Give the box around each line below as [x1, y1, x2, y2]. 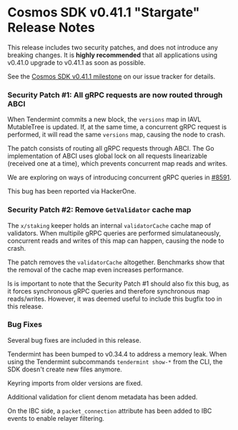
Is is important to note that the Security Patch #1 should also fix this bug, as [7, 279, 229, 288]
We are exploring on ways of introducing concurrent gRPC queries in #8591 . [7, 173, 232, 182]
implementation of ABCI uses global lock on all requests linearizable [7, 151, 207, 161]
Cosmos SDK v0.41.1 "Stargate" [7, 4, 200, 21]
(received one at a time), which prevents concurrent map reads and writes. [7, 159, 228, 168]
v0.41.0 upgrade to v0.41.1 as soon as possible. [7, 58, 146, 66]
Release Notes [7, 19, 95, 36]
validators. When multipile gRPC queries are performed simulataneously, [7, 229, 222, 237]
